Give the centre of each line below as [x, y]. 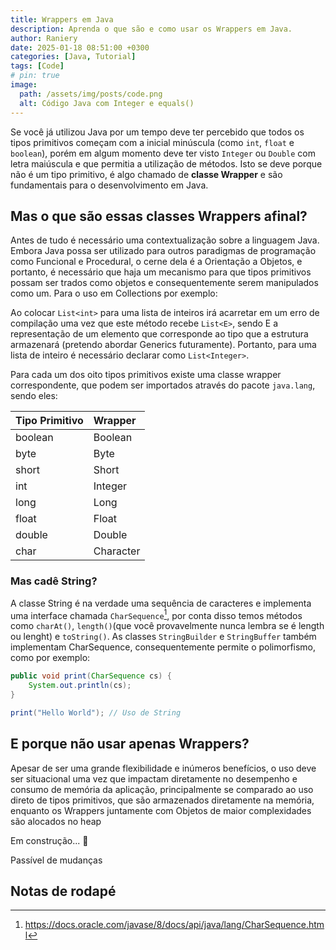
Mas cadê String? [54, 581]
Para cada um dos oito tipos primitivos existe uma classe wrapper [146, 375]
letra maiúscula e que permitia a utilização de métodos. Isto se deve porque [166, 163]
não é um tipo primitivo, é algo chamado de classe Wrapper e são [146, 174]
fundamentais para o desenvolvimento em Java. [109, 185]
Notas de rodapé [63, 891]
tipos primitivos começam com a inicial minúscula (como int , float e [152, 142]
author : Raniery [44, 38]
